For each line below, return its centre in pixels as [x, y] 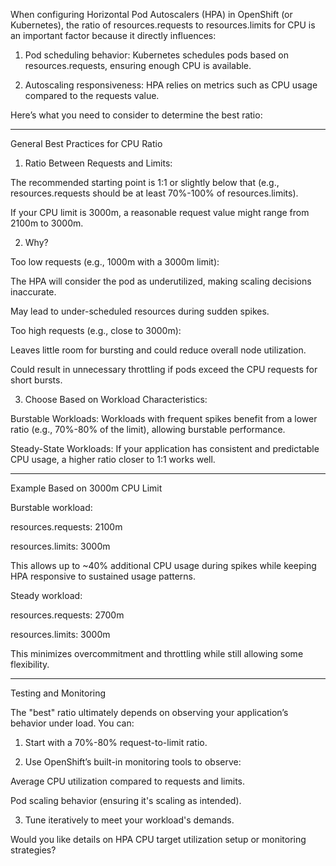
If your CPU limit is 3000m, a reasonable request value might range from [160, 212]
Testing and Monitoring [58, 693]
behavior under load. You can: [72, 723]
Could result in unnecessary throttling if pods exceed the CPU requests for [164, 369]
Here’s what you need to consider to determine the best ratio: [136, 115]
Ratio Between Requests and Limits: [98, 163]
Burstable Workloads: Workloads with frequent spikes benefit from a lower [164, 418]
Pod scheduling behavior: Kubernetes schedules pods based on [156, 55]
